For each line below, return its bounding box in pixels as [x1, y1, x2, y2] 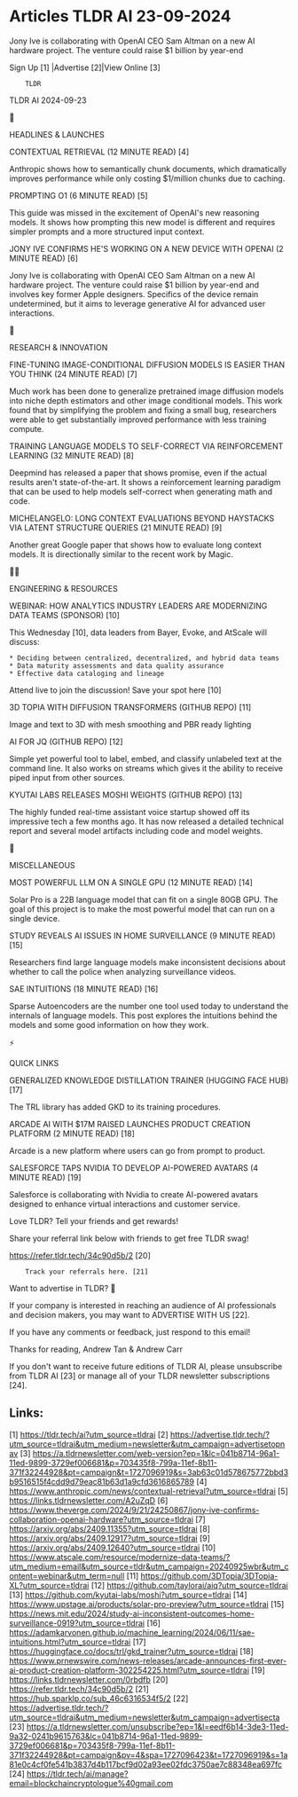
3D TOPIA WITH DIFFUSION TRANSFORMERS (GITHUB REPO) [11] [9, 702, 252, 712]
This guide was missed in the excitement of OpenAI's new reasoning [9, 207, 260, 218]
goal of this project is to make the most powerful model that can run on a [9, 903, 275, 914]
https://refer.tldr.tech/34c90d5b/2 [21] [9, 1683, 149, 1694]
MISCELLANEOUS [9, 859, 75, 870]
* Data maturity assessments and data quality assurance [9, 661, 224, 671]
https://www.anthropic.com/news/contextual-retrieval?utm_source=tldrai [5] [9, 1486, 288, 1496]
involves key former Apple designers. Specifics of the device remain [9, 288, 259, 299]
